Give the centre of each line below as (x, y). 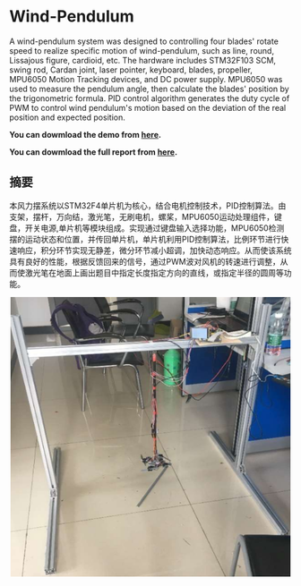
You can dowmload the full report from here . (93, 152)
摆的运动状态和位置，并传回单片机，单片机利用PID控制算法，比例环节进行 (145, 239)
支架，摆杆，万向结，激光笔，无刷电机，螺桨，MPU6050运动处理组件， (142, 217)
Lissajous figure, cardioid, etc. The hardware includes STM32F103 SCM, (142, 60)
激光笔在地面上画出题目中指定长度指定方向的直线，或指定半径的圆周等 (154, 272)
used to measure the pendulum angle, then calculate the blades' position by (149, 89)
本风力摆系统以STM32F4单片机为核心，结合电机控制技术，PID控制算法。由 (148, 205)
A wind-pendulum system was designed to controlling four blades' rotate (144, 41)
